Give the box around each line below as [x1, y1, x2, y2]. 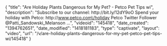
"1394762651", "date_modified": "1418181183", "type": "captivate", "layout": [5, 25, 160, 31]
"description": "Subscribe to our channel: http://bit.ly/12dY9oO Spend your [5, 9, 159, 15]
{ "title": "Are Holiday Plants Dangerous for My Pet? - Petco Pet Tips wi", [5, 4, 154, 10]
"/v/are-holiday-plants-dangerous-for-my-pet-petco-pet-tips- [34, 31, 162, 36]
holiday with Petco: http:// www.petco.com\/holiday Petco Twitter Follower [5, 15, 157, 20]
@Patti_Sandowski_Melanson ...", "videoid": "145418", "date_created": [5, 20, 149, 26]
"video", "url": [5, 31, 34, 36]
